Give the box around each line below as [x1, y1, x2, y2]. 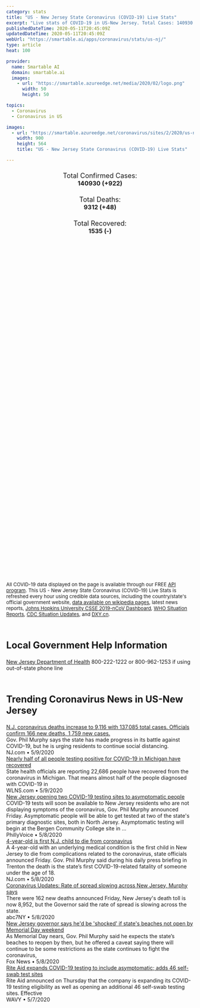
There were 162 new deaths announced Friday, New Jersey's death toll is [6, 894, 186, 901]
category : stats [6, 8, 46, 15]
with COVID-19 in [6, 780, 49, 787]
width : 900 [17, 135, 44, 141]
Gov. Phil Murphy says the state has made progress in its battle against [6, 736, 180, 743]
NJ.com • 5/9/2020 [6, 749, 55, 756]
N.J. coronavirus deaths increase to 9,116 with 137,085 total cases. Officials [6, 723, 190, 731]
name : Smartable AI [11, 64, 60, 70]
